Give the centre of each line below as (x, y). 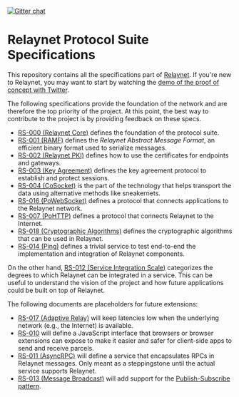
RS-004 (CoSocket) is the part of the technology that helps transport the (124, 185)
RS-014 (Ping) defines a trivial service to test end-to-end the (107, 246)
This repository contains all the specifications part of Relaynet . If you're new (119, 74)
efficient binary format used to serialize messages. (92, 148)
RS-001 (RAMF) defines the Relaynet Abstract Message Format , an (116, 140)
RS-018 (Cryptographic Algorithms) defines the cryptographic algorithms (125, 231)
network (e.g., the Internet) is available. (75, 325)
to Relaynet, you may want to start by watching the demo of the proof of (113, 82)
